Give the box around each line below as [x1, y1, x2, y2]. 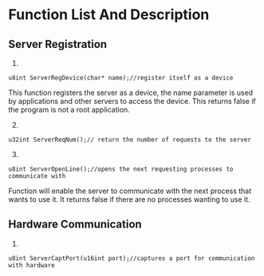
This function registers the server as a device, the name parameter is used [8, 88, 254, 97]
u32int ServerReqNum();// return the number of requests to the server [8, 136, 251, 144]
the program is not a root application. [8, 105, 130, 114]
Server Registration [8, 37, 108, 51]
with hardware [8, 261, 56, 269]
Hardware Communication [8, 218, 142, 231]
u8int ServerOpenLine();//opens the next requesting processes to [8, 165, 234, 173]
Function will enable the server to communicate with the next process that [8, 186, 252, 195]
